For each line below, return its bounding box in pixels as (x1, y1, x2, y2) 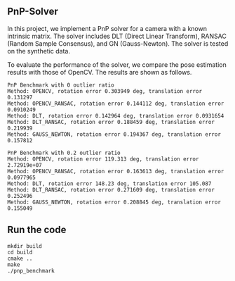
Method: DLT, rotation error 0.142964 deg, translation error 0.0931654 (7, 112, 224, 119)
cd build (7, 249, 33, 256)
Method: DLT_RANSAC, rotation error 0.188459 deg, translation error (7, 118, 215, 125)
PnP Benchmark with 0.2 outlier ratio (7, 149, 121, 156)
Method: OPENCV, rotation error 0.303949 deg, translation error (7, 87, 202, 94)
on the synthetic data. (7, 46, 70, 55)
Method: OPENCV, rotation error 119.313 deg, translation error (7, 155, 199, 163)
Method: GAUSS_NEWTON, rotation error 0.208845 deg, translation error (7, 199, 221, 206)
